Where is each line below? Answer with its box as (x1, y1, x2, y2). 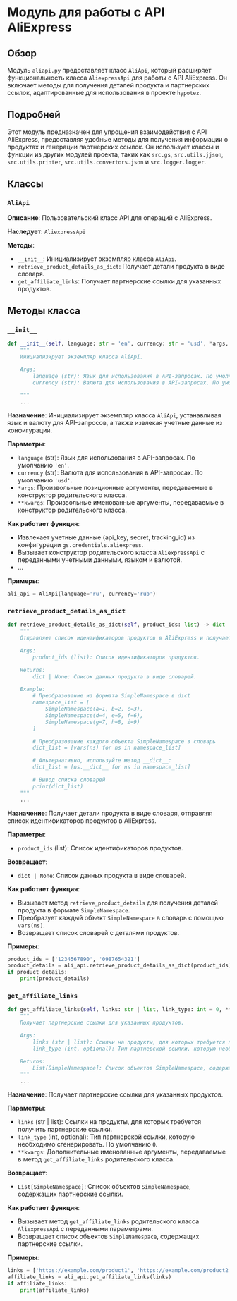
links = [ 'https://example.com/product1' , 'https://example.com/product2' (7, 1267, 232, 1274)
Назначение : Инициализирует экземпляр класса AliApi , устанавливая (7, 411, 221, 420)
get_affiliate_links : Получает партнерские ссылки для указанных (17, 276, 221, 286)
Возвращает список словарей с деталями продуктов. (17, 928, 180, 936)
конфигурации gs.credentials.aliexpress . (17, 541, 144, 549)
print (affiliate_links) (20, 1286, 90, 1294)
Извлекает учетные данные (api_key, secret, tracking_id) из (17, 533, 195, 542)
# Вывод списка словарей (32, 776, 106, 783)
